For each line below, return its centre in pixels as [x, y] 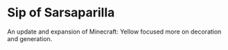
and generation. [30, 38]
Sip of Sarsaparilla [61, 13]
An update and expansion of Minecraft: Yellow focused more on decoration [114, 32]
